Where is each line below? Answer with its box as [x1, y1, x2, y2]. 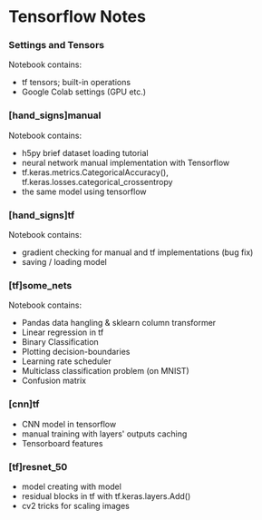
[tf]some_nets [8, 280, 73, 291]
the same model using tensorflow [21, 186, 147, 197]
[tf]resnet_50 [8, 460, 68, 473]
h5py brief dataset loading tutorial [21, 147, 149, 158]
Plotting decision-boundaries [21, 347, 131, 358]
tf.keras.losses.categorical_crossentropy [21, 176, 173, 187]
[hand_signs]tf [8, 209, 75, 221]
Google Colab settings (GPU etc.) [21, 86, 147, 97]
